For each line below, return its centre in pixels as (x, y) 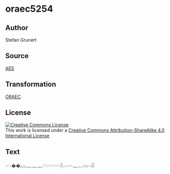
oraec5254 (29, 9)
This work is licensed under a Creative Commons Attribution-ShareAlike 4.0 (85, 130)
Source (17, 56)
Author (17, 28)
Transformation (31, 84)
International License (27, 136)
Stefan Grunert (21, 40)
